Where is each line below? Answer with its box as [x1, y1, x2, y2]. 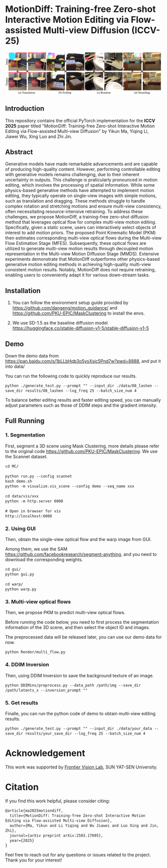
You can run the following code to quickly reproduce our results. [5, 373, 137, 379]
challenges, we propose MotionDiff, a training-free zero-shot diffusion [5, 214, 149, 220]
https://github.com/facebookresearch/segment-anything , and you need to [5, 551, 157, 557]
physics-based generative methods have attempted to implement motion [5, 188, 155, 194]
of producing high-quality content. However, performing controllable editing [5, 166, 161, 172]
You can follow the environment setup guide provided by [12, 300, 129, 306]
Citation [5, 781, 39, 793]
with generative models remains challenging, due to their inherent [5, 172, 140, 178]
